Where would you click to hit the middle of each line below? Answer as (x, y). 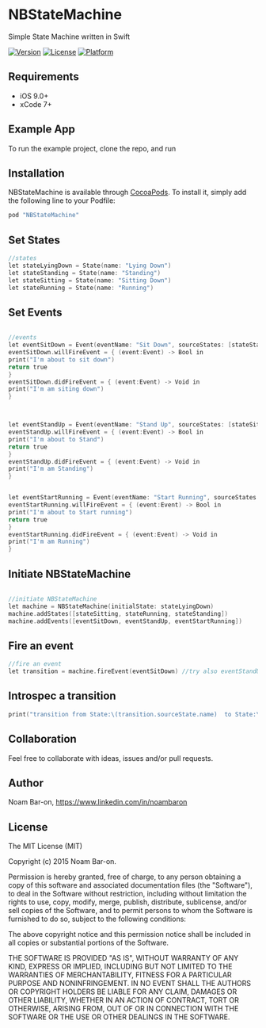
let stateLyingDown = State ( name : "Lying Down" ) (90, 266)
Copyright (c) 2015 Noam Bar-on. (63, 862)
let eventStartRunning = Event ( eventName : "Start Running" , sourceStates (133, 498)
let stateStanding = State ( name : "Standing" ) (84, 273)
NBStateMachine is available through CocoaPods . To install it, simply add (127, 193)
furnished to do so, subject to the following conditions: (97, 919)
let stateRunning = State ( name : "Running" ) (81, 288)
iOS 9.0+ (34, 96)
